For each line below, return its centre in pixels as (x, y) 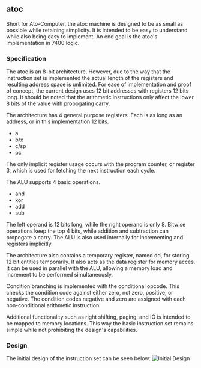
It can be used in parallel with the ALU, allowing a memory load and (89, 268)
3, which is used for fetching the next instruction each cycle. (81, 171)
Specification (26, 58)
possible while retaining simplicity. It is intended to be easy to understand (97, 30)
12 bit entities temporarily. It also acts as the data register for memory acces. (101, 262)
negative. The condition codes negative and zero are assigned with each (96, 299)
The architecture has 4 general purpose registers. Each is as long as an (94, 115)
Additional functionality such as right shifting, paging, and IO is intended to (98, 317)
